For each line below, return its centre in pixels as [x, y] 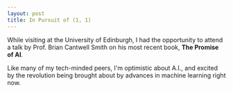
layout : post [26, 13]
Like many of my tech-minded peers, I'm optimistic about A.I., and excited [113, 68]
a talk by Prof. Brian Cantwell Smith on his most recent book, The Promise [113, 47]
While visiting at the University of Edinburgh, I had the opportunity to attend [115, 39]
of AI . [15, 54]
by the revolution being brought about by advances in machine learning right [116, 75]
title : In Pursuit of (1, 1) [49, 20]
